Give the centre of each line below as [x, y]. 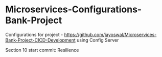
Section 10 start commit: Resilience [42, 50]
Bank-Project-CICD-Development [40, 40]
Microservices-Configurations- [74, 9]
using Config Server [98, 40]
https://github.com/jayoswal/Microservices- [110, 34]
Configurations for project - [34, 34]
